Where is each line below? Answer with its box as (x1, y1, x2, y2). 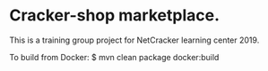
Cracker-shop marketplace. (9, 5, 220, 26)
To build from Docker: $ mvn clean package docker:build (9, 51, 220, 62)
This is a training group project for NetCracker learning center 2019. (9, 35, 260, 45)
